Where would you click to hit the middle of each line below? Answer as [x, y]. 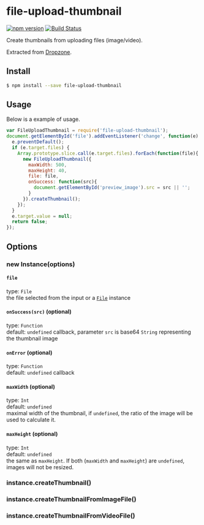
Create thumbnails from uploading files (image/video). [74, 40]
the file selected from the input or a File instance [69, 297]
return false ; [30, 222]
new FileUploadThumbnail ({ [57, 159]
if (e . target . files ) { [41, 148]
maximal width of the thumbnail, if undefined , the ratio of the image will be [100, 413]
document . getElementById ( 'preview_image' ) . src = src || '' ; [112, 188]
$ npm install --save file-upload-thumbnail [64, 85]
